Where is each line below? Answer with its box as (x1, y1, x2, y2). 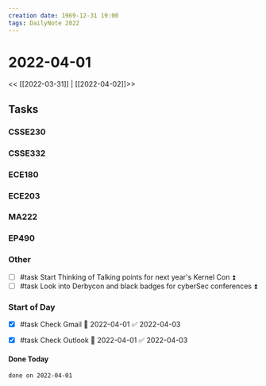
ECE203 (8, 190, 40, 201)
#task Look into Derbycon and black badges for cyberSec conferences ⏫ (19, 281, 258, 291)
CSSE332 (8, 148, 46, 159)
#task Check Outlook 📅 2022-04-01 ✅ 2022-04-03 (19, 335, 188, 345)
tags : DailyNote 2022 (8, 19, 80, 27)
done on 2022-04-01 (8, 372, 73, 380)
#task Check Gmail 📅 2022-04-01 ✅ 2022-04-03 (19, 319, 181, 330)
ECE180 (8, 168, 39, 179)
